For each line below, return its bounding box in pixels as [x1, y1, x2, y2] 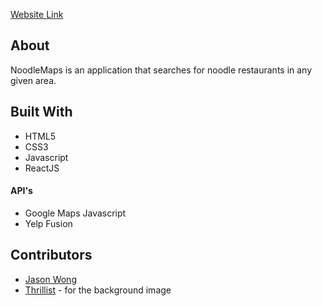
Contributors [10, 247, 93, 264]
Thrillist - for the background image [24, 284, 172, 296]
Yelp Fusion [24, 217, 73, 229]
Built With [10, 104, 73, 121]
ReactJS [24, 162, 60, 174]
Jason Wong [24, 273, 77, 285]
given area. [10, 74, 57, 86]
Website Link [10, 9, 64, 20]
